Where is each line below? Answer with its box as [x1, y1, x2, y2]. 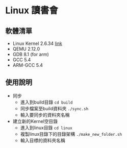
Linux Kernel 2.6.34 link [12, 40, 62, 46]
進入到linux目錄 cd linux [20, 125, 72, 131]
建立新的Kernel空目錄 [12, 118, 58, 124]
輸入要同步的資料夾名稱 [20, 112, 70, 118]
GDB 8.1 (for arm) [12, 52, 49, 57]
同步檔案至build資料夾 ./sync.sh [20, 105, 89, 111]
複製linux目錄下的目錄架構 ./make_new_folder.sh [20, 131, 122, 137]
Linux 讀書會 [5, 5, 59, 16]
